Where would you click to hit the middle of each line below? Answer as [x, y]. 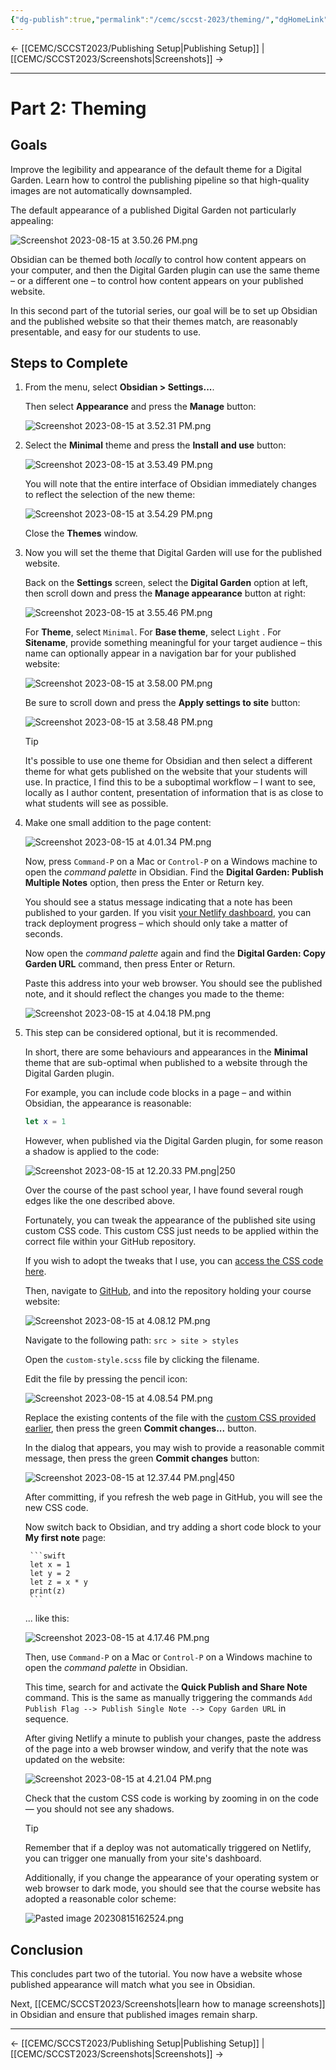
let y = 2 [50, 1574]
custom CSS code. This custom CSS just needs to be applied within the [171, 1231]
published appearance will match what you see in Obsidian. [133, 1985]
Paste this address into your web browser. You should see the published [173, 983]
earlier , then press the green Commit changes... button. [140, 1428]
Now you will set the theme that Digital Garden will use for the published [173, 553]
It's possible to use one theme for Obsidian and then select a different [168, 761]
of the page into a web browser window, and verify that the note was [166, 1749]
